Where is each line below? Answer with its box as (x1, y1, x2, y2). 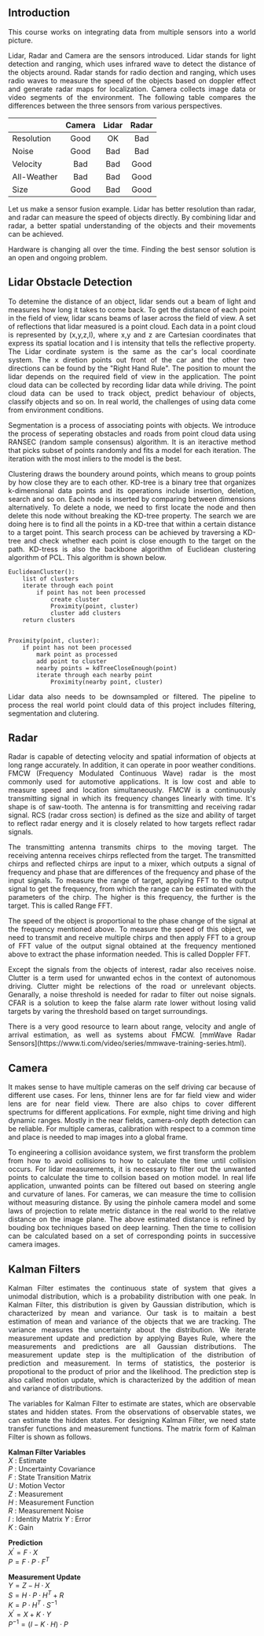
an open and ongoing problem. (8, 252, 108, 262)
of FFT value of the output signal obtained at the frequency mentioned (8, 941, 256, 951)
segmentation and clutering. (8, 708, 100, 718)
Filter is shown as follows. (8, 1432, 92, 1442)
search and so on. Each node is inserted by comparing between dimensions (8, 494, 256, 503)
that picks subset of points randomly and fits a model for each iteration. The (8, 445, 256, 455)
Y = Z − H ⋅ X (8, 1581, 50, 1590)
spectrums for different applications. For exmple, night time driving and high (8, 1107, 256, 1117)
